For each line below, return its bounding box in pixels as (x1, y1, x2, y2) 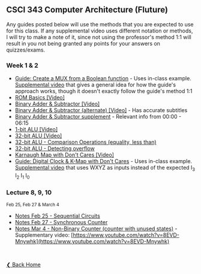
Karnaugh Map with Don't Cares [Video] (14, 151, 114, 158)
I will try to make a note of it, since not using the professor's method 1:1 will (6, 33, 192, 41)
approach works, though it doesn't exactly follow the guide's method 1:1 (14, 88, 193, 95)
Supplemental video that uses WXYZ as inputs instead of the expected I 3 (14, 164, 196, 173)
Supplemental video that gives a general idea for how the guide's (14, 81, 176, 89)
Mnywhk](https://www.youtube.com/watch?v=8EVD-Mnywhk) (14, 238, 170, 245)
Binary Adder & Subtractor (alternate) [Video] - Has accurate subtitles (14, 107, 188, 114)
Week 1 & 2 (6, 61, 39, 70)
